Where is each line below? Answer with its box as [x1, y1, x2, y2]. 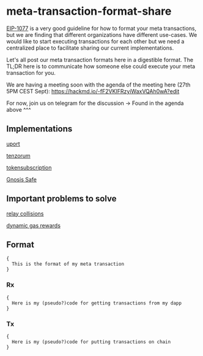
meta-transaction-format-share [6, 4, 172, 18]
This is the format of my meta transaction [12, 261, 124, 268]
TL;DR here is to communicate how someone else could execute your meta [6, 63, 196, 70]
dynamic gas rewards [6, 222, 61, 229]
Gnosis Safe [6, 176, 37, 183]
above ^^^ [6, 106, 32, 113]
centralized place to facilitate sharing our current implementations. [6, 44, 174, 52]
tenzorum [6, 152, 31, 159]
